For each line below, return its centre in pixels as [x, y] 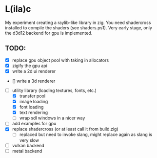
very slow [29, 140]
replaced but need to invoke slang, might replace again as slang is [86, 135]
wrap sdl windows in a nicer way [52, 118]
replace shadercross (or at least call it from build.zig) [65, 129]
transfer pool [32, 96]
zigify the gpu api [30, 66]
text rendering [34, 113]
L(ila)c [18, 9]
